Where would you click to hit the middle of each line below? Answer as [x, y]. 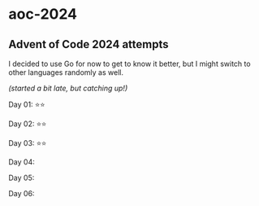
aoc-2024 [43, 14]
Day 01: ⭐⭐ [27, 104]
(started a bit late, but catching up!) [68, 88]
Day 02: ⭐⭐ [28, 124]
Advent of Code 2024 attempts [88, 44]
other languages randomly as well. [66, 72]
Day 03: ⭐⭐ [28, 143]
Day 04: [22, 162]
